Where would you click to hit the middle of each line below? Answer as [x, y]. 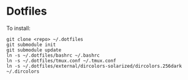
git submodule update [34, 50]
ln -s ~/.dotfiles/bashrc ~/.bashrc [53, 55]
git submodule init [31, 45]
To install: [18, 28]
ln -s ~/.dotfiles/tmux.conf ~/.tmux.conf [61, 60]
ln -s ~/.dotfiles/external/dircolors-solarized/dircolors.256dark [94, 66]
